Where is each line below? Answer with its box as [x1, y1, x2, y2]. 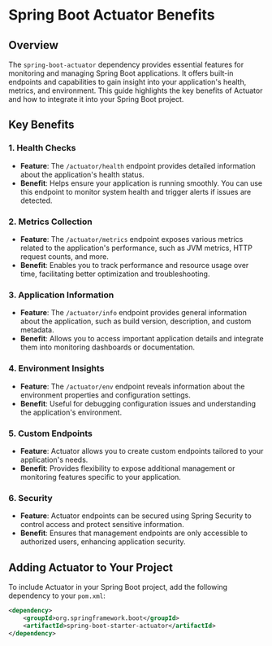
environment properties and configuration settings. [19, 389, 191, 400]
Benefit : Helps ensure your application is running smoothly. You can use [19, 178, 263, 188]
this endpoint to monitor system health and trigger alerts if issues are [19, 187, 252, 196]
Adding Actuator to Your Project [8, 560, 173, 574]
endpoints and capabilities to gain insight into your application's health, [8, 77, 247, 86]
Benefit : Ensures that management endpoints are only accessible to [19, 528, 248, 538]
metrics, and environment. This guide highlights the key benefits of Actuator [8, 86, 263, 95]
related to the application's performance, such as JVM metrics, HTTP [19, 243, 253, 253]
